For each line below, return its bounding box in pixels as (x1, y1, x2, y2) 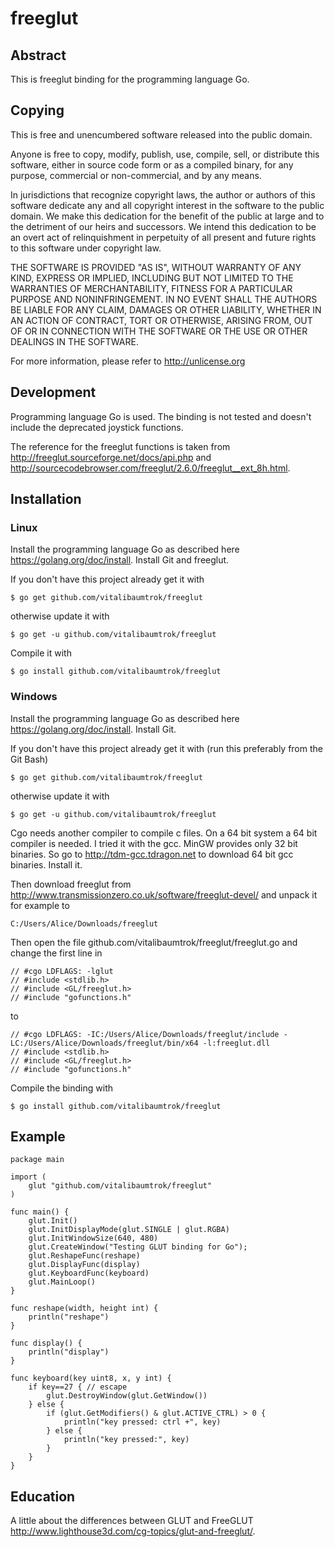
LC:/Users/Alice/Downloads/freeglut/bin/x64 (10, 1038, 199, 1048)
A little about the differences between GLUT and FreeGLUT (10, 1515, 254, 1527)
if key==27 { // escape (28, 1382, 128, 1392)
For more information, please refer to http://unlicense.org (10, 355, 246, 367)
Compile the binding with (10, 1082, 113, 1094)
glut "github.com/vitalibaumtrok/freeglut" (28, 1181, 213, 1191)
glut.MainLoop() (28, 1277, 97, 1287)
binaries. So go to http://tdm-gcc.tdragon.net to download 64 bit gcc (10, 848, 294, 860)
